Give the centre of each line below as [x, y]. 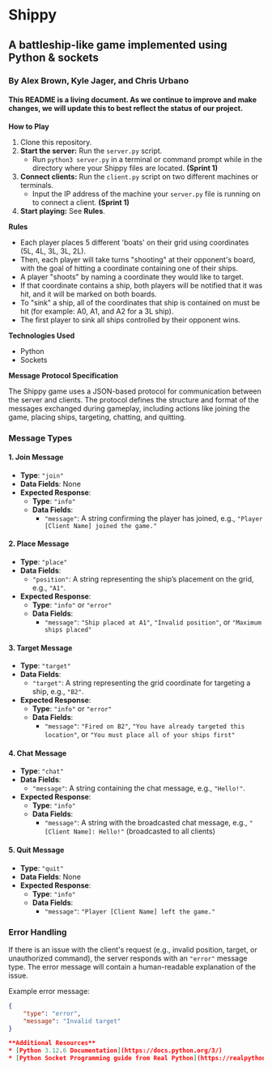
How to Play [29, 126]
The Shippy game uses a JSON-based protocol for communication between [135, 391]
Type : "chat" [42, 771]
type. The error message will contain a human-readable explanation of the [132, 966]
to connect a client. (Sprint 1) [81, 202]
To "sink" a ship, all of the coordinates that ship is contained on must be [140, 302]
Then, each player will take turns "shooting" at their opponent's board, [138, 259]
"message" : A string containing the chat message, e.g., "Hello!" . [138, 788]
